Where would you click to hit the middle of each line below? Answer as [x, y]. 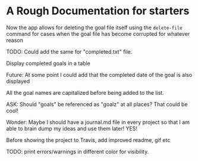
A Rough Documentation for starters [98, 11]
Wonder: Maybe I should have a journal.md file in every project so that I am [98, 122]
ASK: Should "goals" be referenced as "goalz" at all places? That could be [97, 104]
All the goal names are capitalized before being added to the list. [85, 92]
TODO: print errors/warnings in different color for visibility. [78, 151]
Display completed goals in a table [48, 63]
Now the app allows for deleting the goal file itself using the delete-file [94, 27]
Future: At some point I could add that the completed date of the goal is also [99, 75]
